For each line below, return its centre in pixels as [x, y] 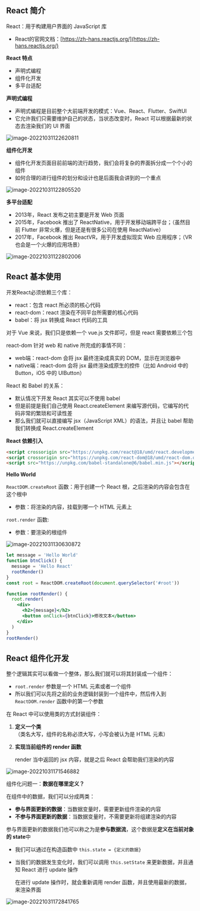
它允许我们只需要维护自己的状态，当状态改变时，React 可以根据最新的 [101, 118]
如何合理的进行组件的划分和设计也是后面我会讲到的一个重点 [88, 177]
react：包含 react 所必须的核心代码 [58, 305]
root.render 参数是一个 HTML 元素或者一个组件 [73, 687]
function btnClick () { [34, 561]
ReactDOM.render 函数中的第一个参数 [59, 701]
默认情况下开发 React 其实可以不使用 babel [67, 398]
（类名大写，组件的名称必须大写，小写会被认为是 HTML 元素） [91, 734]
